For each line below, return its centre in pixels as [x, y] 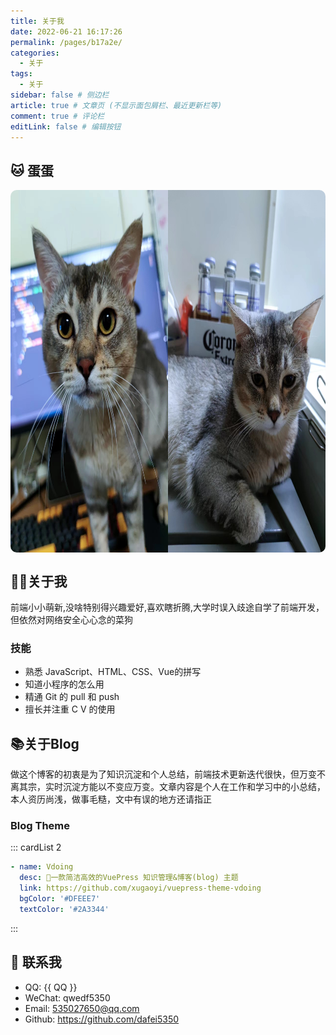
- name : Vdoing [42, 867]
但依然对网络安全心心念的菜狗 [71, 619]
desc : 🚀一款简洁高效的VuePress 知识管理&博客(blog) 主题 [129, 878]
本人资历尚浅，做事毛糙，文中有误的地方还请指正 [111, 799]
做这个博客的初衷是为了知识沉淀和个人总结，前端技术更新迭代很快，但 [155, 774]
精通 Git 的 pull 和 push [72, 697]
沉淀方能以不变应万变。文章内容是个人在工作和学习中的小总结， [194, 787]
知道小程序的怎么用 [64, 684]
